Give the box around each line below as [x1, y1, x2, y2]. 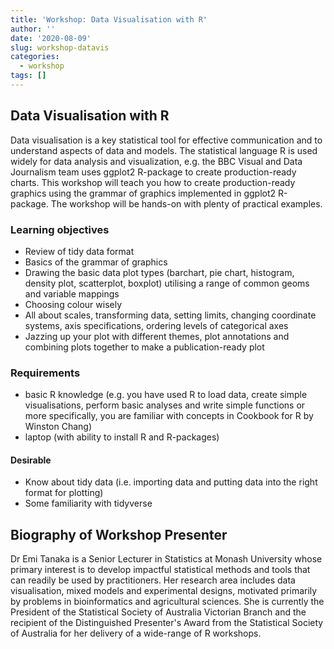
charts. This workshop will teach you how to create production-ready [10, 176, 296, 188]
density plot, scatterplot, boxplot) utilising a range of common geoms [24, 277, 310, 289]
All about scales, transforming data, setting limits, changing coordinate [24, 309, 317, 321]
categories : [10, 52, 60, 62]
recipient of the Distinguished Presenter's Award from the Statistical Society [10, 617, 324, 629]
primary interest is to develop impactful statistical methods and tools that [10, 564, 311, 576]
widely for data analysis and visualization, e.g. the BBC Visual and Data [10, 155, 303, 167]
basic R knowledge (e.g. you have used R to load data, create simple [24, 389, 308, 401]
